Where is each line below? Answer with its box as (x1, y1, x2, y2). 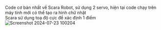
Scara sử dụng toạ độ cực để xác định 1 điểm (5, 15, 96, 20)
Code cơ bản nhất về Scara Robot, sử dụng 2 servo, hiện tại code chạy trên (5, 5, 157, 10)
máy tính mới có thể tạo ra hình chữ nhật (5, 10, 86, 15)
